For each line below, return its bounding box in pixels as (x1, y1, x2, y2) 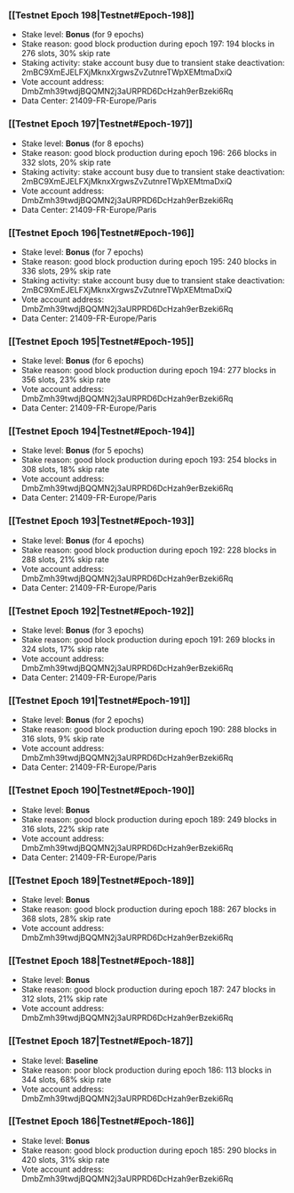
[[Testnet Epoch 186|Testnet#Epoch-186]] (8, 1115, 195, 1127)
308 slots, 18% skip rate (20, 464, 110, 475)
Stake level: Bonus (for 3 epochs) (20, 625, 145, 636)
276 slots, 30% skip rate (20, 48, 111, 59)
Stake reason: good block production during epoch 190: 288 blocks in (20, 724, 277, 735)
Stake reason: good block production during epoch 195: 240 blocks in (20, 256, 277, 266)
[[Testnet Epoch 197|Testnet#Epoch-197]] (8, 118, 193, 130)
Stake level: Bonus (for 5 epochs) (20, 445, 144, 456)
